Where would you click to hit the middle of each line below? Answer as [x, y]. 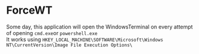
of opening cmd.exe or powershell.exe [52, 33]
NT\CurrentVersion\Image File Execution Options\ [70, 45]
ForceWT [29, 10]
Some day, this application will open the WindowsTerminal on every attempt [99, 27]
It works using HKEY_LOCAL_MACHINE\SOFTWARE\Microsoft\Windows [85, 39]
